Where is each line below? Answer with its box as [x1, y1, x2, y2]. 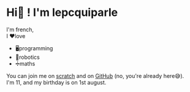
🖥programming [15, 44, 53, 52]
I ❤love [6, 32, 26, 39]
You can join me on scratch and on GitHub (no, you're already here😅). [6, 72, 184, 79]
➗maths [15, 59, 36, 67]
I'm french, [6, 26, 34, 33]
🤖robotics [15, 53, 40, 61]
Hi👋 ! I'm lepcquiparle [6, 6, 118, 20]
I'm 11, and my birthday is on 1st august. [6, 79, 107, 86]
